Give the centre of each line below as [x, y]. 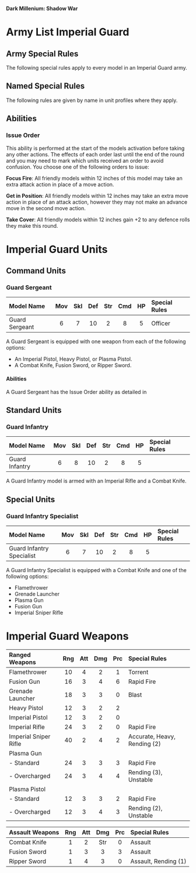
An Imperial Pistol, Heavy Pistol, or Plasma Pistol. [73, 359]
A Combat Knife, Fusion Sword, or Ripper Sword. [73, 365]
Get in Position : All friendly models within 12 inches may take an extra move [97, 196]
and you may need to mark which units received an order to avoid [85, 160]
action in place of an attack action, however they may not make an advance [97, 202]
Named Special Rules [45, 86]
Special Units [31, 499]
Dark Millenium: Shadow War [42, 8]
